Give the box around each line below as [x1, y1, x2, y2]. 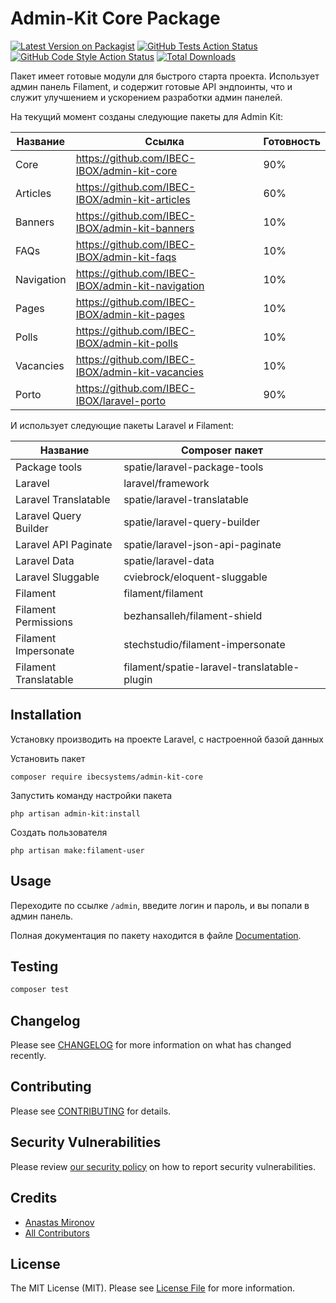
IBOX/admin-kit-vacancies [75, 365, 204, 379]
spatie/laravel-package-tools [123, 460, 264, 474]
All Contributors [24, 1227, 90, 1239]
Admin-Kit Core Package [10, 7, 221, 30]
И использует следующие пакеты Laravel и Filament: [10, 419, 235, 431]
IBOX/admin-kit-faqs [75, 250, 177, 264]
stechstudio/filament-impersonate [123, 637, 286, 651]
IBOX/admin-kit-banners [75, 221, 195, 235]
